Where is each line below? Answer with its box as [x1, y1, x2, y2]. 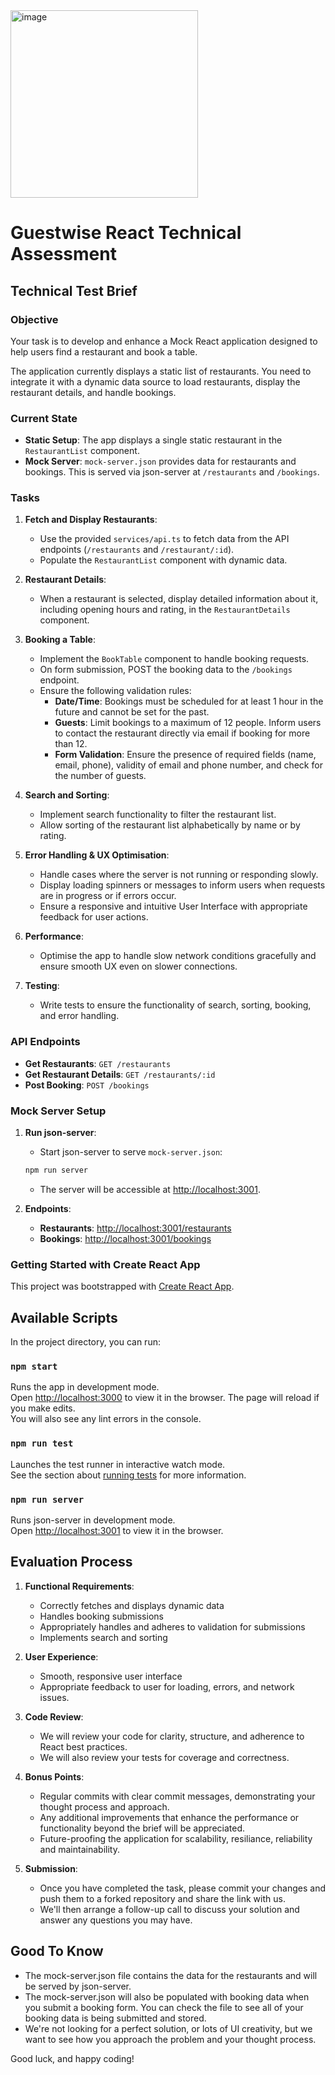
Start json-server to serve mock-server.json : [39, 1146, 223, 1158]
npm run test [10, 1438, 74, 1449]
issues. [39, 1691, 70, 1703]
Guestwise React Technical [10, 222, 242, 244]
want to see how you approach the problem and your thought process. [24, 2033, 317, 2045]
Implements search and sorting [39, 1631, 168, 1643]
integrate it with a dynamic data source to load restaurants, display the [10, 375, 301, 388]
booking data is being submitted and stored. [24, 2012, 207, 2024]
